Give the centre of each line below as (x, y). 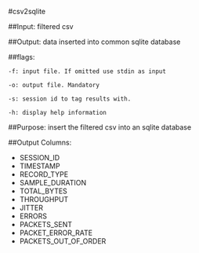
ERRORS (33, 216)
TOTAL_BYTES (43, 191)
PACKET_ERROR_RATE (56, 233)
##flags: (22, 57)
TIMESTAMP (40, 166)
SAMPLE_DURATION (53, 183)
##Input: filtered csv (41, 26)
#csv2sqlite (27, 11)
